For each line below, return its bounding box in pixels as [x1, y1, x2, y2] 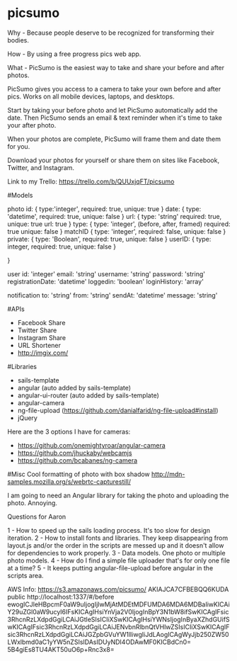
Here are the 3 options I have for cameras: [7, 427, 131, 436]
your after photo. [7, 120, 57, 129]
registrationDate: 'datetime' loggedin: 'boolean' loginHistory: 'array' [7, 277, 204, 286]
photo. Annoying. [7, 498, 58, 507]
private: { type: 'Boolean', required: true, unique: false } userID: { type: [7, 235, 212, 243]
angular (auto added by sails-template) [17, 383, 132, 392]
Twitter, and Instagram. [7, 163, 75, 171]
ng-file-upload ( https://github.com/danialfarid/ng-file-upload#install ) [17, 406, 219, 414]
